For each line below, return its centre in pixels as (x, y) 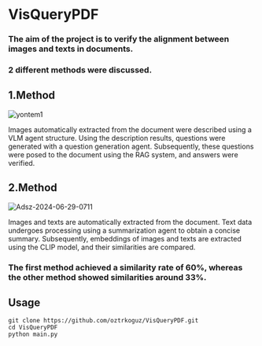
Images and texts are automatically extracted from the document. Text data (130, 222)
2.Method (33, 188)
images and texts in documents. (71, 49)
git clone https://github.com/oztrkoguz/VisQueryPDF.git (103, 321)
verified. (22, 163)
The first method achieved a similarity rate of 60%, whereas (125, 267)
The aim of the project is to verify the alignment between (119, 39)
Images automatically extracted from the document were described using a (130, 129)
